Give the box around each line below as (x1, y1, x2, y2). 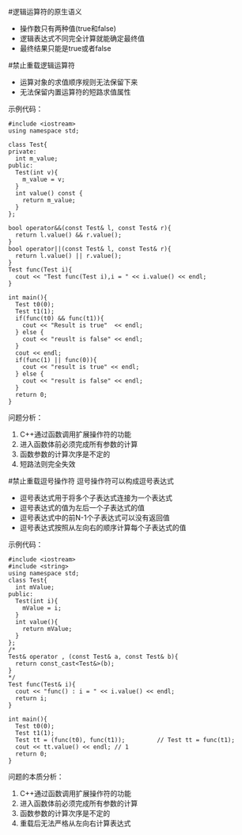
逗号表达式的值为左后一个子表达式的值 (19, 503, 145, 512)
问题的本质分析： (8, 772, 64, 781)
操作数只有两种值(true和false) (19, 24, 117, 33)
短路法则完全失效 (19, 460, 76, 468)
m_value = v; (22, 175, 66, 183)
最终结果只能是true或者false (19, 44, 112, 53)
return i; (15, 695, 47, 702)
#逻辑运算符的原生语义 (8, 7, 82, 16)
